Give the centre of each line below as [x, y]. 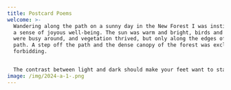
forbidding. [31, 52]
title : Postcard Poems [40, 13]
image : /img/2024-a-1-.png [46, 76]
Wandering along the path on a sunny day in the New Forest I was [110, 26]
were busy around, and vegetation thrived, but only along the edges [115, 39]
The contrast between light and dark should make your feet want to [113, 70]
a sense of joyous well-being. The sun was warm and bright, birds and [118, 32]
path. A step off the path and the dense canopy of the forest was [112, 45]
